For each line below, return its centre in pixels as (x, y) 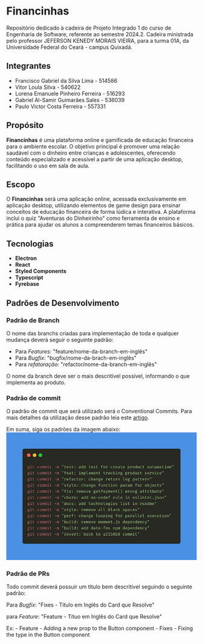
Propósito (25, 125)
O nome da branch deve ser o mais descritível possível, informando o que (98, 376)
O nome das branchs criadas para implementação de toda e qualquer (93, 333)
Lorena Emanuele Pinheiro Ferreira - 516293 (70, 93)
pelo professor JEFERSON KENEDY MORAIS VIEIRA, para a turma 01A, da (98, 40)
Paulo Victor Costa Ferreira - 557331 (60, 106)
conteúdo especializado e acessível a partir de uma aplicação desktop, (95, 159)
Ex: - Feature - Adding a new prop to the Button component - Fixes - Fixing (100, 628)
